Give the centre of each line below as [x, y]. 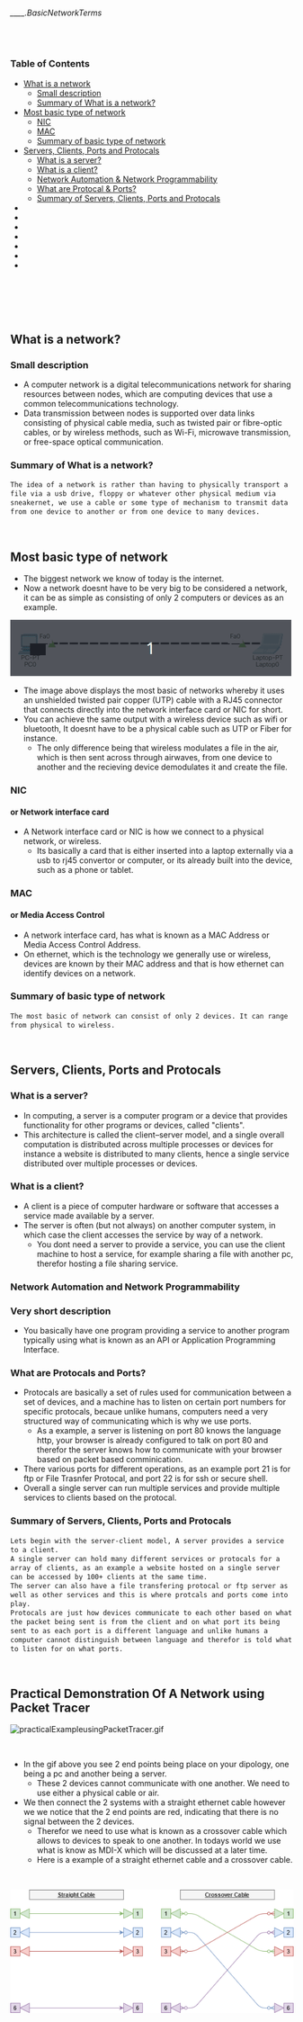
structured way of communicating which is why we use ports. [137, 1421]
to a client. [35, 1550]
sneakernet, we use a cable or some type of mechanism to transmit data [149, 503]
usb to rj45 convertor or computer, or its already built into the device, [165, 860]
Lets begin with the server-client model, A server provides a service [147, 1541]
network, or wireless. [62, 841]
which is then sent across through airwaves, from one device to [154, 758]
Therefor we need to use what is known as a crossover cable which [161, 1831]
